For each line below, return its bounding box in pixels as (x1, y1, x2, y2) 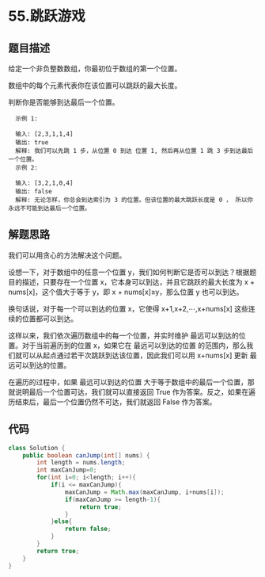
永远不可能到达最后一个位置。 (8, 204, 91, 212)
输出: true (15, 139, 49, 147)
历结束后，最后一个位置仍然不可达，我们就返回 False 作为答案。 (8, 397, 217, 407)
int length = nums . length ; (36, 459, 126, 467)
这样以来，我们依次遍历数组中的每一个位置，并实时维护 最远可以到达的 (8, 331, 239, 340)
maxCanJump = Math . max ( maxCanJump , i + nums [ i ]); (64, 488, 225, 496)
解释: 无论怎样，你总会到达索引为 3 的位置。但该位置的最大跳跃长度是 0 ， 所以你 (15, 196, 253, 204)
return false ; (64, 525, 112, 533)
